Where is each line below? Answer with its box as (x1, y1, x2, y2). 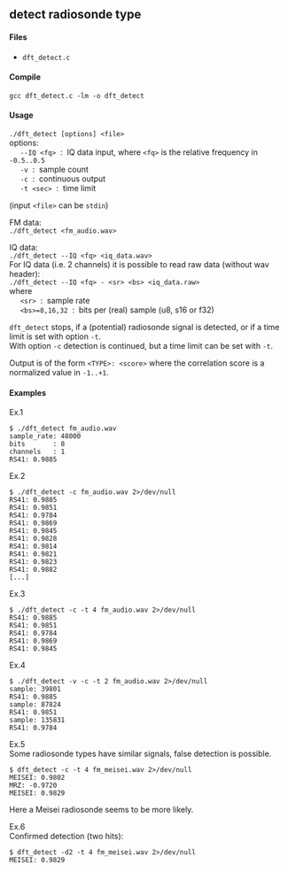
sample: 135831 (9, 716, 66, 725)
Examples (9, 387, 47, 397)
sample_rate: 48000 (9, 432, 82, 441)
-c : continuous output (19, 174, 106, 184)
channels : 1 (9, 447, 66, 457)
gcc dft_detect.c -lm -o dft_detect (9, 91, 144, 100)
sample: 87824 (9, 700, 62, 709)
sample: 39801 (9, 685, 62, 694)
